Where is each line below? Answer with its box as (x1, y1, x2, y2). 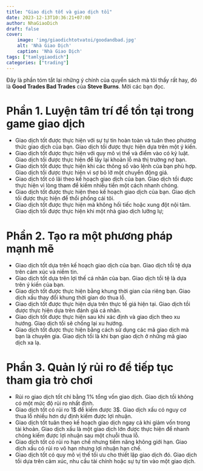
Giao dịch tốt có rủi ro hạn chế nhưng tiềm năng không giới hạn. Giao (15, 438, 188, 446)
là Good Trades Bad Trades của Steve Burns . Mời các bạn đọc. (6, 82, 165, 90)
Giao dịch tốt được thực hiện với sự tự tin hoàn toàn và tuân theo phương (15, 137, 196, 144)
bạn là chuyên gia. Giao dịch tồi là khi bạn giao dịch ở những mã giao (15, 333, 187, 340)
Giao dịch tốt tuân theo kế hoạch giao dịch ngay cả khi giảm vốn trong (15, 419, 190, 426)
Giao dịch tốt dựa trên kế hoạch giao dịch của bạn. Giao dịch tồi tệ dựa (15, 262, 192, 269)
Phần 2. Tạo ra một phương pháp (6, 229, 173, 242)
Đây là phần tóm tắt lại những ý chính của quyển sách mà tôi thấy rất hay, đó (6, 76, 198, 84)
